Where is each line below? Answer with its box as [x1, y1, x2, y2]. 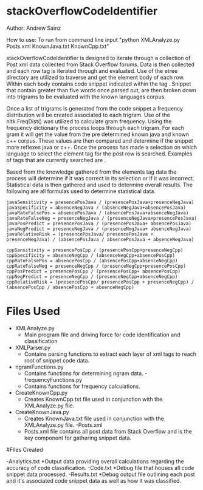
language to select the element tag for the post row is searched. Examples [6, 150, 193, 157]
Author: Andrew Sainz [6, 24, 61, 32]
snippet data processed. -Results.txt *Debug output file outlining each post [6, 471, 196, 478]
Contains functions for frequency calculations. [24, 383, 141, 390]
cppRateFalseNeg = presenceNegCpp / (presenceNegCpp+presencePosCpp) [6, 263, 187, 269]
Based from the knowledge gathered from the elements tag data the [6, 168, 177, 175]
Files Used [6, 305, 61, 318]
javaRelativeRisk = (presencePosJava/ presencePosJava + [6, 231, 154, 237]
